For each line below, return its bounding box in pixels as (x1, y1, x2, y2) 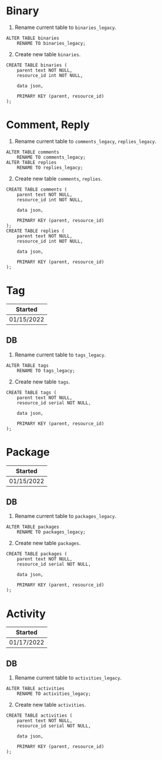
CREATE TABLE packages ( (6, 551, 67, 557)
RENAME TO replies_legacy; (17, 165, 83, 170)
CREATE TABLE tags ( (6, 389, 57, 395)
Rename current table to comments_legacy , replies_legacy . (14, 137, 157, 144)
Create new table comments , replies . (14, 175, 102, 182)
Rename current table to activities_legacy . (14, 674, 122, 681)
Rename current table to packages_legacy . (14, 513, 116, 520)
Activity (6, 607, 46, 620)
